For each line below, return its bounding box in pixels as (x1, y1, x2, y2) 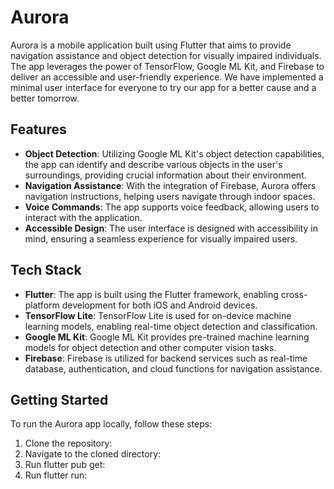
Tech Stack (10, 262, 82, 279)
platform (24, 299, 60, 311)
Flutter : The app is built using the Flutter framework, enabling (24, 288, 279, 300)
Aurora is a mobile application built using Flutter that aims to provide (10, 39, 292, 51)
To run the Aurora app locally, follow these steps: (10, 418, 213, 430)
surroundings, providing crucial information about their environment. (24, 169, 307, 181)
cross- (280, 288, 308, 300)
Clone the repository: (24, 437, 113, 450)
